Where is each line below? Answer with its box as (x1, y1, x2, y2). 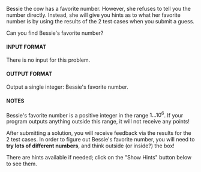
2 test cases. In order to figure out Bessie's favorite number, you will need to (6, 136, 195, 143)
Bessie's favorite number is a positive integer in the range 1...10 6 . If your (6, 110, 184, 119)
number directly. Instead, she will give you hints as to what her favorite (6, 11, 181, 19)
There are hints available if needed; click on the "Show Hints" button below (6, 154, 192, 161)
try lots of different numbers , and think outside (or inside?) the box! (6, 142, 175, 149)
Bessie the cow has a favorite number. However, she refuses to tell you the (6, 5, 191, 12)
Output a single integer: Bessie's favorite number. (6, 83, 129, 90)
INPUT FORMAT (6, 43, 47, 50)
